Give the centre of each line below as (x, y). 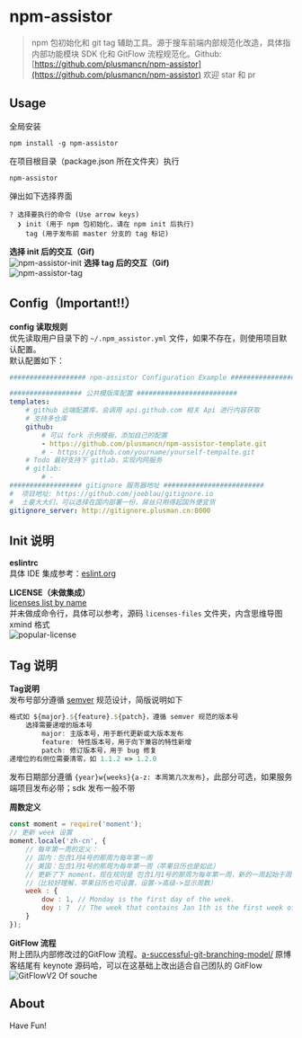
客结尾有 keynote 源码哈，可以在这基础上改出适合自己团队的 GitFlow (136, 965)
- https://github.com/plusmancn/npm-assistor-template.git (155, 444)
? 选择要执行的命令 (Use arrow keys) (75, 214)
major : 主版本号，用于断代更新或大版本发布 (113, 733)
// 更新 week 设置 (41, 833)
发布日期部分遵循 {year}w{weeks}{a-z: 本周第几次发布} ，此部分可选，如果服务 (151, 777)
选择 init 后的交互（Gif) (52, 251)
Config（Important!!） (73, 303)
